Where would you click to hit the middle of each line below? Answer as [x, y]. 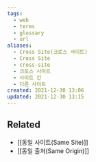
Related [24, 125]
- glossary [29, 33]
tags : [15, 13]
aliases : [20, 45]
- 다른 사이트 [30, 84]
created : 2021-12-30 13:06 [46, 90]
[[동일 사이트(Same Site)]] [52, 142]
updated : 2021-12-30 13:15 [46, 97]
